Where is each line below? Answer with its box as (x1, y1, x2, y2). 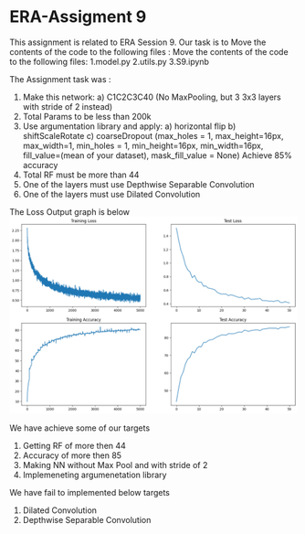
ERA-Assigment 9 (9, 6, 147, 27)
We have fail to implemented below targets (9, 487, 171, 498)
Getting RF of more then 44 (22, 441, 126, 452)
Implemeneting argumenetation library (22, 469, 167, 481)
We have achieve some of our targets (9, 422, 151, 433)
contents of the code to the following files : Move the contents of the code (9, 46, 289, 57)
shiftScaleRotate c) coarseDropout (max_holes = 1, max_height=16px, (22, 130, 284, 141)
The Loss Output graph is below (9, 206, 131, 217)
